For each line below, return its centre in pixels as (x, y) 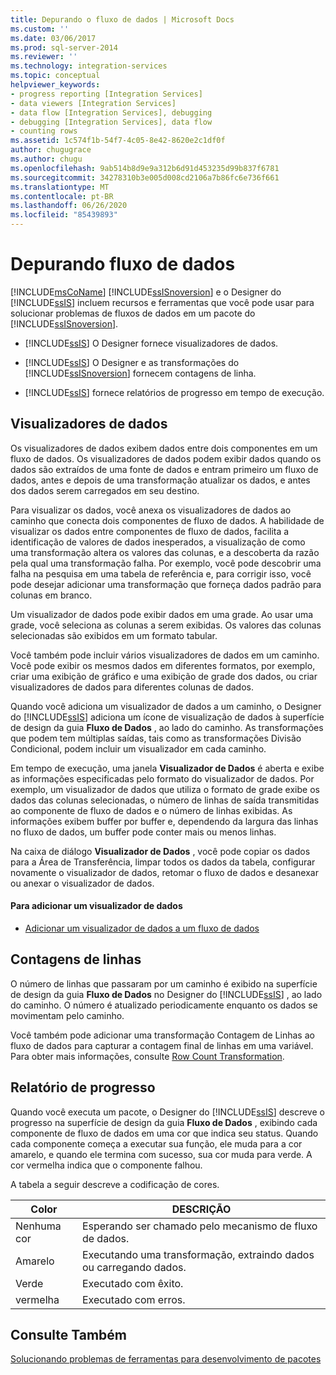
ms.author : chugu (46, 159)
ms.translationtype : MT (60, 187)
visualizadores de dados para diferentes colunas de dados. (132, 687)
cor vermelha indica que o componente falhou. (106, 1165)
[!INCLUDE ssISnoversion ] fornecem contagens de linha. (140, 373)
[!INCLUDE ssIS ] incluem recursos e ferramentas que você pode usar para (162, 302)
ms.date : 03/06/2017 (53, 38)
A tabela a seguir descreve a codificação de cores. (115, 1184)
